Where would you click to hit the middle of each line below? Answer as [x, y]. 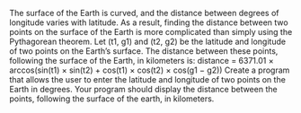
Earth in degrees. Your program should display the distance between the [143, 89]
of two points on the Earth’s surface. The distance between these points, [144, 51]
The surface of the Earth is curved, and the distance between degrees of [144, 13]
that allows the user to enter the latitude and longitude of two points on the [147, 79]
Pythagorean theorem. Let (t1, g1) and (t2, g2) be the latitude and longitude [147, 41]
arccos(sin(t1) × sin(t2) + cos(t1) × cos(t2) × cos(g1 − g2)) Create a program [150, 70]
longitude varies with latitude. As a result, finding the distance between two [149, 22]
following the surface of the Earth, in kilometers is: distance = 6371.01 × [142, 61]
